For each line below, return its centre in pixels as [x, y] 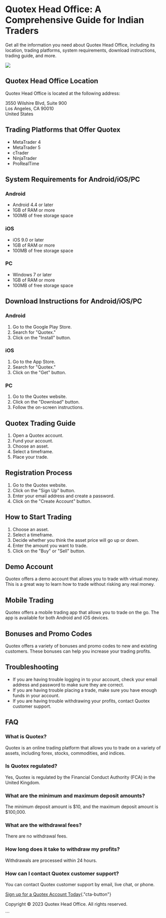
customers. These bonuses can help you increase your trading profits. [78, 651]
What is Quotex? [26, 737]
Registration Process [39, 473]
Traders [22, 31]
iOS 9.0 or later [28, 240]
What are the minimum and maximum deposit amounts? [75, 795]
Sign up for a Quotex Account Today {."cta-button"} [59, 894]
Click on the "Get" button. [39, 372]
